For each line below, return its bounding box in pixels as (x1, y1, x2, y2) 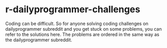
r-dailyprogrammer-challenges (5, 4, 140, 15)
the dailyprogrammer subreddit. (5, 37, 73, 43)
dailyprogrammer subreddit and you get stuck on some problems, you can (5, 26, 162, 32)
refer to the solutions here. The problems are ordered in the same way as (5, 31, 160, 37)
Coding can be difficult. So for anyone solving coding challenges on (5, 20, 149, 27)
